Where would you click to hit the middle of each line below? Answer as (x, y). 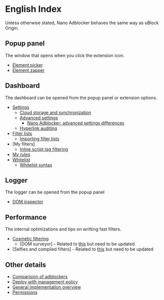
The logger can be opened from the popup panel (55, 192)
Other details (25, 265)
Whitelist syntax (36, 165)
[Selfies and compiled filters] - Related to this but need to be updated (83, 249)
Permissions (25, 292)
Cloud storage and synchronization (55, 112)
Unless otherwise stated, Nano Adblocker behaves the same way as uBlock (82, 23)
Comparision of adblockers (40, 277)
